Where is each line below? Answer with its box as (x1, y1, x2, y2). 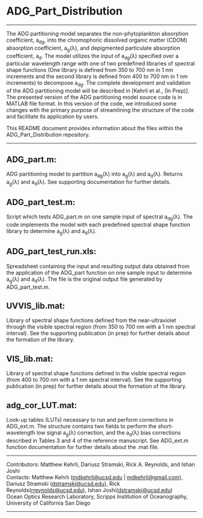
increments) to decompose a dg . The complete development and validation (6, 79, 191, 88)
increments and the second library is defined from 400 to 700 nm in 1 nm (6, 73, 188, 80)
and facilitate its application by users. (6, 113, 99, 120)
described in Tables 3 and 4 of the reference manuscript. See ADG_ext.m (6, 437, 188, 444)
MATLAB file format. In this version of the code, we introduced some (6, 100, 177, 107)
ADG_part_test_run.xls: (6, 246, 97, 257)
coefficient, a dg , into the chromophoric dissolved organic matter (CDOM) (6, 36, 187, 45)
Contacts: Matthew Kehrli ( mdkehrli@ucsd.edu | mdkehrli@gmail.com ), (6, 473, 183, 480)
